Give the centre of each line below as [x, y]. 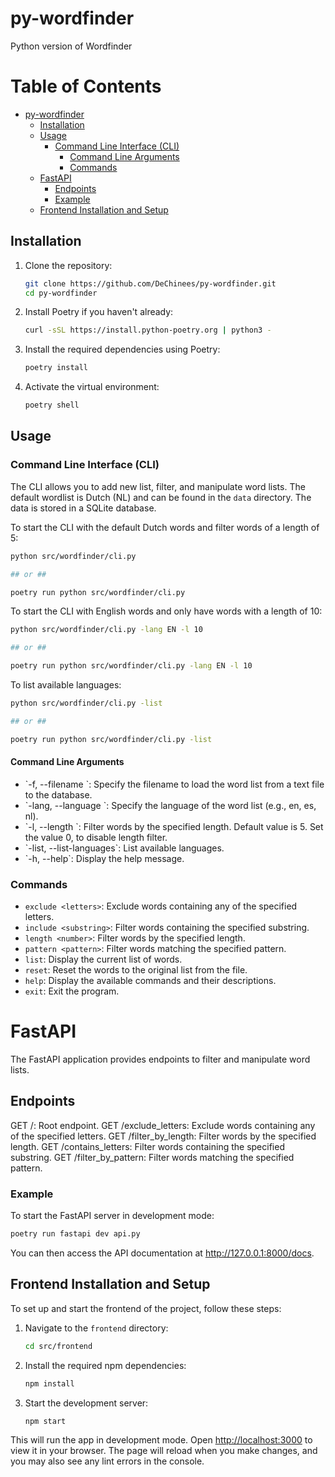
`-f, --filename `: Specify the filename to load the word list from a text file [174, 784]
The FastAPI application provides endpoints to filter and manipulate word [160, 1059]
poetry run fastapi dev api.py [75, 1234]
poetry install [56, 368]
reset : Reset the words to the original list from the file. [136, 970]
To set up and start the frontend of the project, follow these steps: [146, 1308]
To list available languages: [66, 685]
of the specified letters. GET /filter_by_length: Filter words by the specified [163, 1136]
